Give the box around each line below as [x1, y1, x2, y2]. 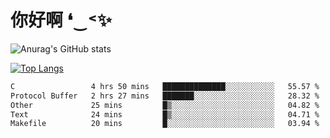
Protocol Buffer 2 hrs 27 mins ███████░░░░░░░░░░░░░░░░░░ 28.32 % [10, 91, 320, 101]
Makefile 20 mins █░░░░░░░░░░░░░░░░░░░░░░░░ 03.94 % [10, 119, 320, 129]
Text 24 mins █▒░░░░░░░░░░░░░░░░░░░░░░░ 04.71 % [10, 109, 320, 120]
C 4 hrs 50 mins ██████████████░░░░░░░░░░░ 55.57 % [10, 81, 320, 91]
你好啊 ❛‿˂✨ [10, 9, 112, 32]
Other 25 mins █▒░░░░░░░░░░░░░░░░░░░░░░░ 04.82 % [10, 100, 320, 110]
